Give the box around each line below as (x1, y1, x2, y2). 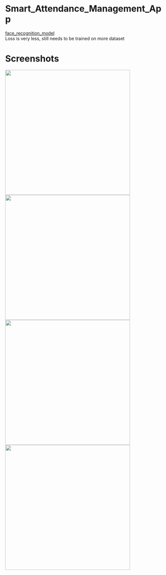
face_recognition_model (5, 30, 55, 36)
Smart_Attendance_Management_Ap (5, 3, 162, 14)
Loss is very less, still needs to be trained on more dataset (5, 35, 125, 41)
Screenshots (5, 53, 59, 64)
